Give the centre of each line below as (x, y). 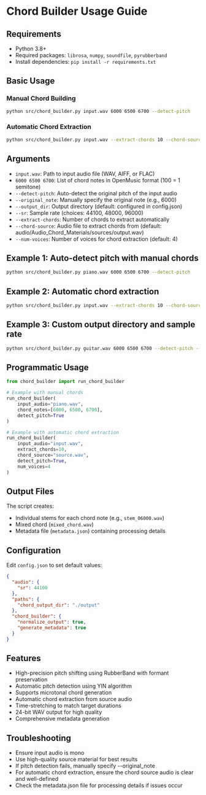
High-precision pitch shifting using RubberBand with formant (92, 673)
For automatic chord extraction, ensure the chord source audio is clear (105, 772)
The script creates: (30, 506)
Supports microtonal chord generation (63, 692)
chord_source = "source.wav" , (53, 456)
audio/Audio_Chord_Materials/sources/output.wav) (79, 232)
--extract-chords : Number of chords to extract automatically (92, 219)
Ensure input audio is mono (50, 753)
